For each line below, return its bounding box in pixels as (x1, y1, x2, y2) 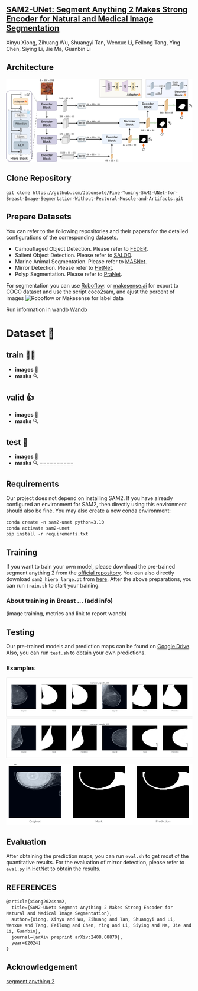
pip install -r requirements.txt (6, 531, 89, 537)
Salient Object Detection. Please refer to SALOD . (14, 251, 133, 259)
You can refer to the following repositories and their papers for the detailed (6, 227, 189, 234)
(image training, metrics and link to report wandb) (6, 610, 127, 617)
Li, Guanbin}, (6, 928, 41, 934)
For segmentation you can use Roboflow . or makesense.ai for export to (6, 282, 179, 289)
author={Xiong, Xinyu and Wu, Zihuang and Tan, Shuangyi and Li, (11, 916, 176, 922)
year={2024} (11, 940, 41, 946)
